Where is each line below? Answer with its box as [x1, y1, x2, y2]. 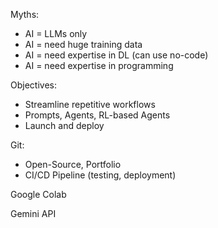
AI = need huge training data [24, 39, 143, 50]
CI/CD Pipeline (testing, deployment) [24, 169, 177, 181]
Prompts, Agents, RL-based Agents [24, 109, 171, 121]
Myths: [10, 9, 40, 20]
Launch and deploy [24, 120, 105, 131]
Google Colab [10, 189, 67, 200]
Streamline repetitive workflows [24, 99, 156, 110]
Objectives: [10, 79, 57, 91]
